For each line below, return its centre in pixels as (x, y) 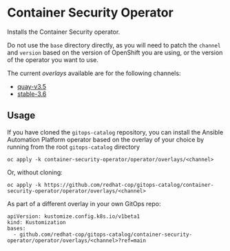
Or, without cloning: (35, 172)
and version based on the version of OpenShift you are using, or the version (115, 52)
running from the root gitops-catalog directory (73, 147)
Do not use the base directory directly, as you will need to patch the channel (114, 45)
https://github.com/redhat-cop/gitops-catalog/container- (129, 185)
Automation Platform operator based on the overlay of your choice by (106, 139)
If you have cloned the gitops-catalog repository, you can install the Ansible (115, 132)
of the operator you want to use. (53, 59)
